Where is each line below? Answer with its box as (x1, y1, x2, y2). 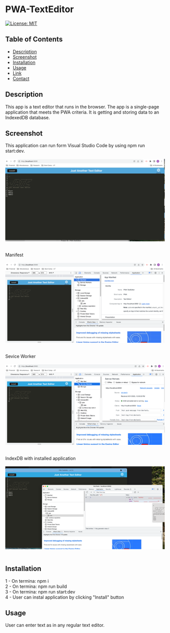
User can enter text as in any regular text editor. (5, 622, 105, 628)
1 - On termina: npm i (5, 578, 49, 584)
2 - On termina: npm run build (5, 583, 67, 589)
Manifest (5, 252, 24, 258)
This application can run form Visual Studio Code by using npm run (5, 143, 145, 149)
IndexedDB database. (5, 114, 50, 120)
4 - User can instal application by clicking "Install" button (5, 594, 124, 600)
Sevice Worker (5, 353, 36, 359)
